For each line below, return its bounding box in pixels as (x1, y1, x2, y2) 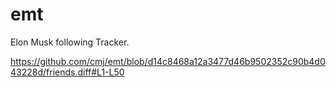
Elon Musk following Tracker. (10, 36, 130, 48)
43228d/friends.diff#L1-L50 (10, 66, 125, 78)
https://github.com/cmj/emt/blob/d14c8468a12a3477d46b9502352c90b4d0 (10, 55, 326, 67)
